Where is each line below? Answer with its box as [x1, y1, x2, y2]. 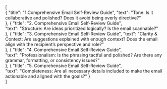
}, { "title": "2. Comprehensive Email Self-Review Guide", [5, 20, 122, 26]
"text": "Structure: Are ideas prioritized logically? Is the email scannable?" [5, 25, 158, 31]
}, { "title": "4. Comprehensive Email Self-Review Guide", [5, 47, 122, 52]
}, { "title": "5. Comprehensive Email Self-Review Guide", [5, 62, 122, 68]
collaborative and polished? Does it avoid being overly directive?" [5, 15, 141, 20]
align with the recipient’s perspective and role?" [5, 41, 104, 47]
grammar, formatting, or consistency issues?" [5, 57, 100, 63]
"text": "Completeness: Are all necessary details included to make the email [5, 68, 162, 74]
